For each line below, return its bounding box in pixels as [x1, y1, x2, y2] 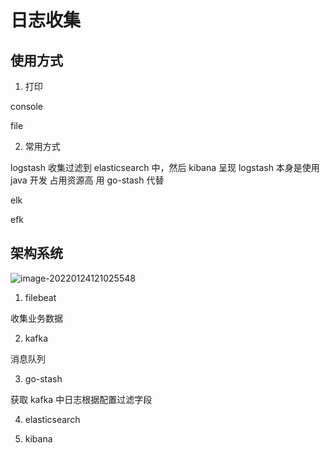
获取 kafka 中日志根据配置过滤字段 [10, 393, 153, 405]
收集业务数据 [10, 312, 63, 324]
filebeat [24, 291, 57, 303]
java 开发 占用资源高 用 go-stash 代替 [10, 174, 165, 186]
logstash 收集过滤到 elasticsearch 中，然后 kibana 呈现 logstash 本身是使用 [10, 162, 320, 173]
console [10, 101, 44, 112]
